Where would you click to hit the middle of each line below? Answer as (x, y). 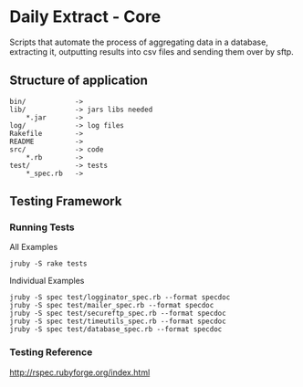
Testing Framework (66, 201)
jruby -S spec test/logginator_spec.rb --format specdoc (120, 298)
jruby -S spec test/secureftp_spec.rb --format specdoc (118, 314)
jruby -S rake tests (49, 264)
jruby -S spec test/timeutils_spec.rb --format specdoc (118, 321)
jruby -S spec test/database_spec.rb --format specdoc (116, 329)
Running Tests (42, 227)
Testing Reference (51, 352)
